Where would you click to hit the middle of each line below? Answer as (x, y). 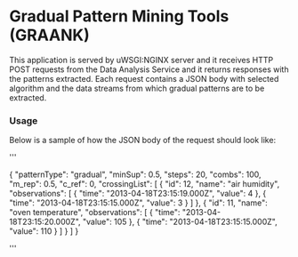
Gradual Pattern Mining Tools (119, 16)
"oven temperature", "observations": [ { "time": (95, 213)
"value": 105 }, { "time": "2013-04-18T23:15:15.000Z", (180, 222)
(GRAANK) (50, 35)
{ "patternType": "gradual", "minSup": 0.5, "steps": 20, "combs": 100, (135, 174)
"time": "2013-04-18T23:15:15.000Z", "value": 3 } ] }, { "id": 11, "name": (139, 203)
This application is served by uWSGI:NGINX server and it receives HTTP (141, 60)
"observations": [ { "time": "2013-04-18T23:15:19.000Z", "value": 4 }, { (138, 194)
